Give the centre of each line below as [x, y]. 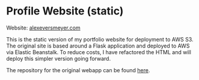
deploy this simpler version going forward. [59, 58]
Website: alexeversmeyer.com [43, 28]
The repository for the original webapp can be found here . [78, 70]
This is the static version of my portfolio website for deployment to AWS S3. [100, 39]
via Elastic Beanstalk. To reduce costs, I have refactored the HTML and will [99, 52]
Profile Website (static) [65, 11]
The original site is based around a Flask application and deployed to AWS [98, 46]
